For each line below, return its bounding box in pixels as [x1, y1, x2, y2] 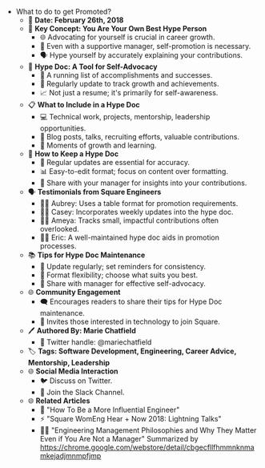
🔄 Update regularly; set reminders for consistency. [39, 262, 207, 271]
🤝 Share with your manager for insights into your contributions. [39, 178, 247, 188]
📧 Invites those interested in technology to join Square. [39, 317, 220, 326]
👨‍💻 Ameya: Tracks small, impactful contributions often [39, 216, 219, 225]
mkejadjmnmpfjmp [39, 451, 102, 460]
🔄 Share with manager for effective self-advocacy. [39, 279, 207, 288]
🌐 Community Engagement [27, 288, 121, 297]
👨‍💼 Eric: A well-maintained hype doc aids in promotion [39, 232, 220, 242]
